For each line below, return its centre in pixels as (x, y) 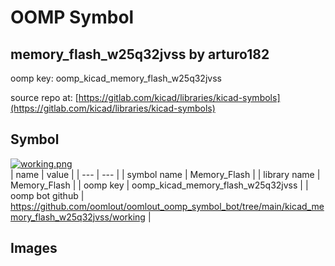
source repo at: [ (44, 97)
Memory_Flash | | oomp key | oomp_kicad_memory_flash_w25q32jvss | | (159, 185)
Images (34, 248)
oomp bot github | (47, 195)
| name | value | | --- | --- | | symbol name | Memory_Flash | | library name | (165, 174)
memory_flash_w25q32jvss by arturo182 (140, 54)
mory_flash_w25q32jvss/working (78, 217)
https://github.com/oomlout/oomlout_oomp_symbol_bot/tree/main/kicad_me (167, 206)
